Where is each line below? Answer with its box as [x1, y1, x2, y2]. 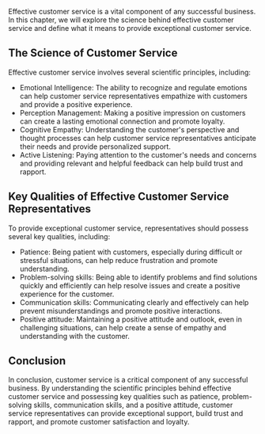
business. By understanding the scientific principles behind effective [8, 383, 232, 393]
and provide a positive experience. [19, 99, 133, 109]
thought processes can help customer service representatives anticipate [19, 133, 257, 143]
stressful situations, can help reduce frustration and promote [19, 255, 218, 265]
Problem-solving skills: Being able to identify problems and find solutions [19, 272, 258, 282]
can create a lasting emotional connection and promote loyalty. [19, 116, 225, 126]
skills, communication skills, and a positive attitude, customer [33, 400, 233, 410]
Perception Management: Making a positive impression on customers [19, 108, 246, 117]
